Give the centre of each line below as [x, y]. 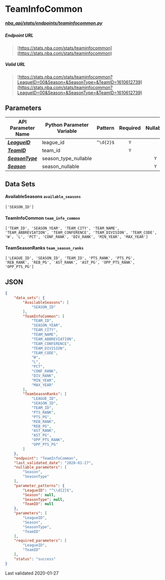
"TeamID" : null [38, 504]
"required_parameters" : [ [41, 541]
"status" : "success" [35, 559]
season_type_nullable [67, 159]
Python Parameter [67, 125]
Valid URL [15, 65]
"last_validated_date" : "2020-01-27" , [54, 463]
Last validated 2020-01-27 [32, 573]
